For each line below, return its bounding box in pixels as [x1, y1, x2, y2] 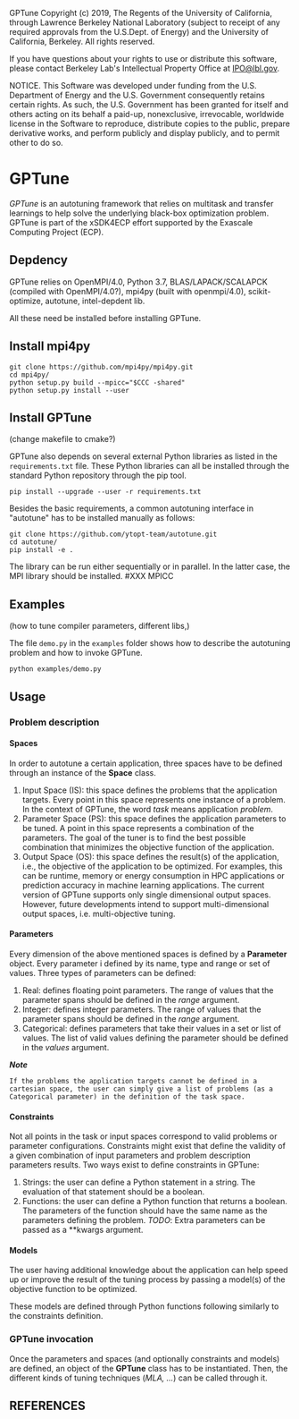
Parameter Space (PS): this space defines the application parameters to [21, 813, 287, 824]
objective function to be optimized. [9, 1284, 137, 1295]
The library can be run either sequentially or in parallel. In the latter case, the [9, 561, 291, 572]
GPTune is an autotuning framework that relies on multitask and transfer [9, 198, 274, 208]
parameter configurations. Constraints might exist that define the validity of [9, 1141, 286, 1151]
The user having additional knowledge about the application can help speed [9, 1265, 288, 1276]
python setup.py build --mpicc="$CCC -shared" [9, 378, 186, 387]
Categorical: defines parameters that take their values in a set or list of [21, 1023, 282, 1033]
